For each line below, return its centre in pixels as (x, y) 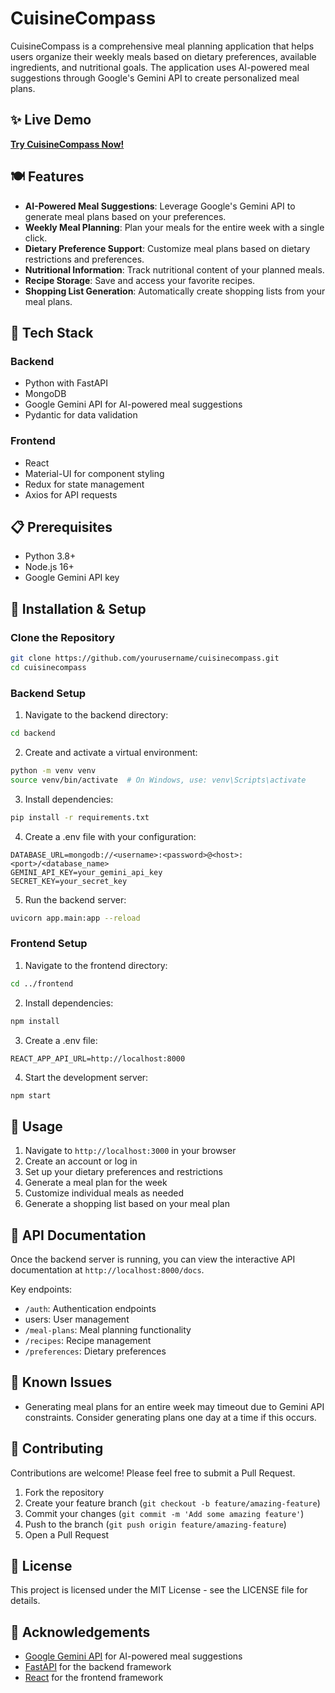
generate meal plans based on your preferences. (125, 216)
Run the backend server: (75, 899)
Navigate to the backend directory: (96, 715)
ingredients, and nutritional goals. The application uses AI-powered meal (160, 67)
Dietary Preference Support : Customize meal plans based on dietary (167, 248)
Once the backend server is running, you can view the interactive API (153, 1259)
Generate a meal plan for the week (96, 1183)
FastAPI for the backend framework (98, 1667)
